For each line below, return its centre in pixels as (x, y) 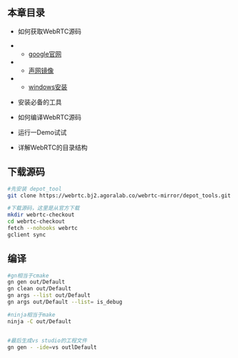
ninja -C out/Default (40, 321)
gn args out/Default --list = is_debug (65, 302)
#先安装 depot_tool (35, 189)
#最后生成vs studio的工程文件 (47, 340)
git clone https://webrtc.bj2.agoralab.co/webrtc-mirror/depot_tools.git (119, 195)
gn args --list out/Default (49, 295)
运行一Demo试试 (42, 132)
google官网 (45, 54)
